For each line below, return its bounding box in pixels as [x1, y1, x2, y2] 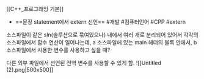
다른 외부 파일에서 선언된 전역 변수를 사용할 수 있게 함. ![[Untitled [6, 60, 162, 66]
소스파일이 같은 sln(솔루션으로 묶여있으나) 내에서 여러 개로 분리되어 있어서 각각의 [6, 31, 199, 38]
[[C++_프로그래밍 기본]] [6, 5, 64, 12]
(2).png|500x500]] [6, 66, 54, 73]
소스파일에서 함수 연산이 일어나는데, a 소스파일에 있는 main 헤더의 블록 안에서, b [6, 39, 197, 46]
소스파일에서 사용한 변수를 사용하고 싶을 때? [6, 46, 111, 53]
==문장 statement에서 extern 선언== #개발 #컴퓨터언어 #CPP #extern [15, 18, 186, 26]
